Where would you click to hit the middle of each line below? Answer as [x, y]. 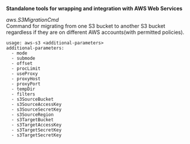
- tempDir [23, 89]
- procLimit [26, 68]
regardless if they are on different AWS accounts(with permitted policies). [95, 32]
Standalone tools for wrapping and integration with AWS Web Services [94, 8]
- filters [23, 94]
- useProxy [25, 74]
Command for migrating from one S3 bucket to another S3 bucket [86, 26]
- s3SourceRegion [33, 115]
